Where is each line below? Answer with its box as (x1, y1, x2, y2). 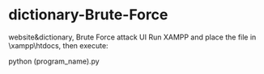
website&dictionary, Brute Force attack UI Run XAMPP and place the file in (8, 32, 257, 42)
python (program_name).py (8, 56, 100, 66)
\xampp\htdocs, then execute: (8, 40, 109, 50)
